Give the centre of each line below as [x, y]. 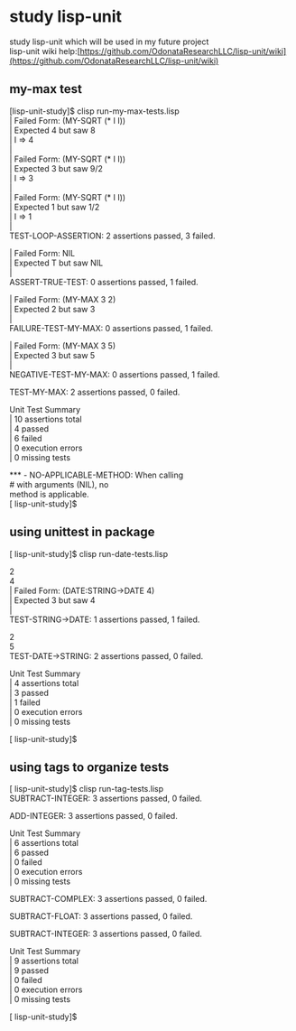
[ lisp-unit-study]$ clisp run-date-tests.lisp [89, 553]
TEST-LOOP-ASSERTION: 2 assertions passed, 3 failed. [112, 236]
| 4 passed [29, 428]
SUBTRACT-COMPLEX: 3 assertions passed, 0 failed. [108, 899]
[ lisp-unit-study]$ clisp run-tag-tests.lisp [87, 789]
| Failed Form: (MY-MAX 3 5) [63, 346]
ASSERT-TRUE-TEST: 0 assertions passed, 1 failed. [104, 282]
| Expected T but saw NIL [56, 263]
